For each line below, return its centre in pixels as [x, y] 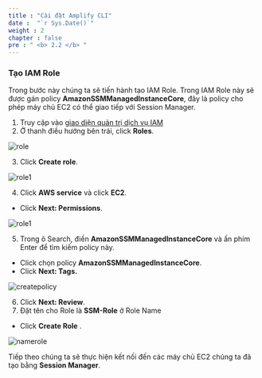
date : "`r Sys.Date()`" [51, 23]
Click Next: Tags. [49, 271]
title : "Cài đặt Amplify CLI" [60, 16]
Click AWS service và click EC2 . [73, 193]
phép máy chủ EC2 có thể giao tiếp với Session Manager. [102, 107]
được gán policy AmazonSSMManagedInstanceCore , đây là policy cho [126, 99]
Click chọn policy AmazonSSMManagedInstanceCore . [111, 263]
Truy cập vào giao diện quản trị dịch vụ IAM [91, 123]
